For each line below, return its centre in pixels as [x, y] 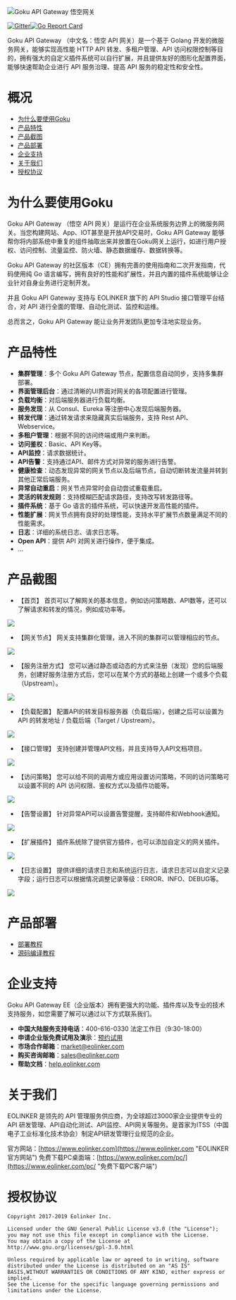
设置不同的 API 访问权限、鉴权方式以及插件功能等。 [99, 785]
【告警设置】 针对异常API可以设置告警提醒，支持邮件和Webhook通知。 [120, 814]
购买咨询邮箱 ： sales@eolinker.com [68, 1055]
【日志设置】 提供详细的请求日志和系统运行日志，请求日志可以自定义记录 [123, 870]
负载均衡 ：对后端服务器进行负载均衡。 [73, 400]
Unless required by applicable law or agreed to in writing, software [113, 1259]
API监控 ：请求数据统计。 [54, 453]
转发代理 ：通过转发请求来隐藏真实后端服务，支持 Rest [96, 417]
